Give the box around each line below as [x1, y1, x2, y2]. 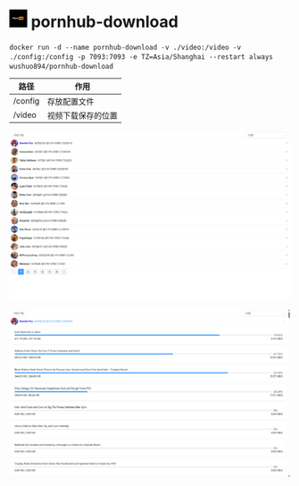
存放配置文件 [46, 96, 95, 106]
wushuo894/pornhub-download [9, 62, 114, 71]
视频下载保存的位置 [46, 110, 118, 121]
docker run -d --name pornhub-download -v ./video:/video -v [9, 43, 242, 52]
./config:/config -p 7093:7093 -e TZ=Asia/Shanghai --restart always [9, 52, 274, 62]
